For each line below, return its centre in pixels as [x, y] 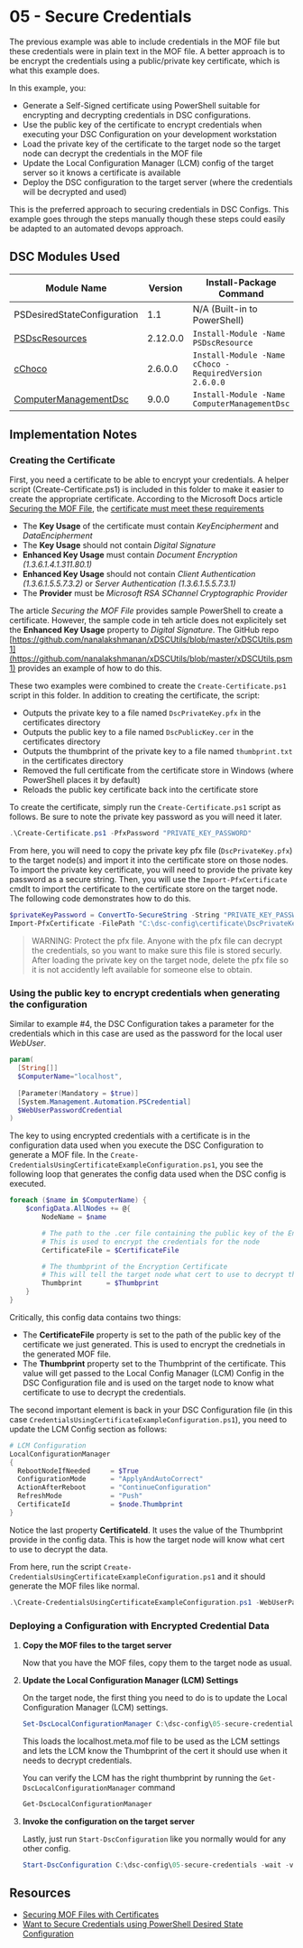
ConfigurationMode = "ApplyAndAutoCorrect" [110, 1479]
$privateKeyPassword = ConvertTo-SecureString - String [115, 915]
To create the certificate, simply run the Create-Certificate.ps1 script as [145, 807]
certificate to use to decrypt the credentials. [104, 1392]
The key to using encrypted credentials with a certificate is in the [130, 1136]
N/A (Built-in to [225, 309]
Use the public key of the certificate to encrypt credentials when [142, 125]
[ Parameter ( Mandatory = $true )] [78, 1093]
